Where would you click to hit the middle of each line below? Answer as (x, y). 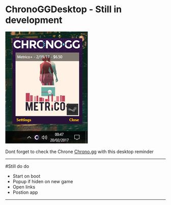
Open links (24, 187)
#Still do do (17, 166)
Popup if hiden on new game (43, 181)
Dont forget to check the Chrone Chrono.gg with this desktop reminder (80, 152)
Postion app (25, 192)
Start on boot (26, 176)
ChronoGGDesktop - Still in (64, 9)
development (34, 20)
